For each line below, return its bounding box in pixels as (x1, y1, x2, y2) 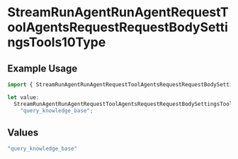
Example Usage (7, 62, 78, 74)
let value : (7, 93, 40, 101)
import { (7, 81, 33, 88)
